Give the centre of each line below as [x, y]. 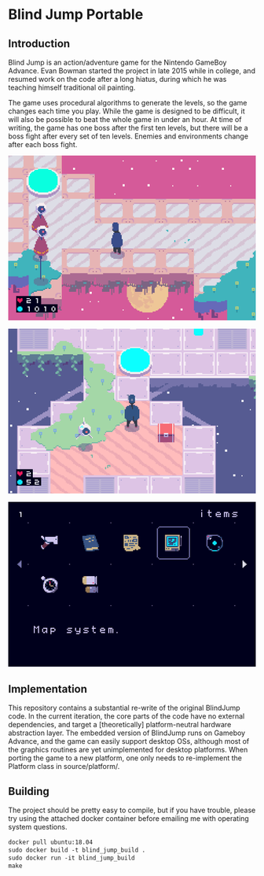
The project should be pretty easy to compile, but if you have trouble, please [132, 810]
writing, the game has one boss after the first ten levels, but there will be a [128, 128]
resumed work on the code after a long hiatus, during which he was [117, 79]
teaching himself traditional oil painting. [72, 87]
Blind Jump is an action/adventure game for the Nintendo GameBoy [117, 62]
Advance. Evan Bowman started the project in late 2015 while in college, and [132, 71]
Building [29, 791]
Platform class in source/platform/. [64, 767]
